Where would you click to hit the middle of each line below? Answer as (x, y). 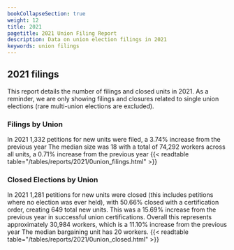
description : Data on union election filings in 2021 (87, 40)
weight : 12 (23, 20)
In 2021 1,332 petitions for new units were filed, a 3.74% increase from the (114, 140)
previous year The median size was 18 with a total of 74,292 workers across (116, 147)
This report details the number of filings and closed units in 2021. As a (108, 91)
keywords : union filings (43, 46)
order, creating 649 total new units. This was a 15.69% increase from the (112, 209)
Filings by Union (35, 124)
